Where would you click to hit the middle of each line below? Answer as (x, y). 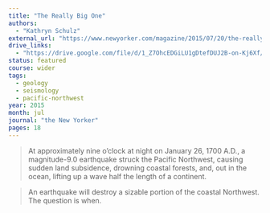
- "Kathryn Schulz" (48, 31)
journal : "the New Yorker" (53, 121)
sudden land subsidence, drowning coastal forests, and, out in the (137, 168)
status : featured (37, 61)
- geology (32, 83)
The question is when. (65, 200)
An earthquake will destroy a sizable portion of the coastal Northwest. (143, 192)
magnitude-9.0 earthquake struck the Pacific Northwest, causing (135, 159)
